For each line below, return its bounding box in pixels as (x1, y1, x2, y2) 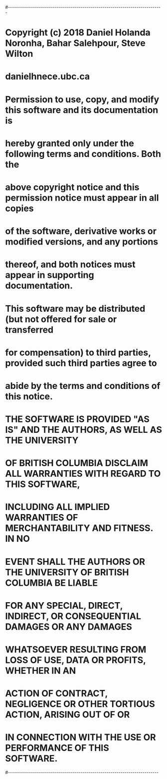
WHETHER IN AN (5, 665, 76, 676)
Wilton (5, 48, 33, 59)
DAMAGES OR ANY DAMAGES (5, 621, 132, 632)
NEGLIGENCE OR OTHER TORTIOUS (5, 698, 156, 710)
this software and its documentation (5, 104, 159, 116)
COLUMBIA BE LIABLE (5, 577, 98, 588)
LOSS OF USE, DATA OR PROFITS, (5, 654, 146, 665)
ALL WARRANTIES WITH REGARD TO (5, 468, 161, 480)
